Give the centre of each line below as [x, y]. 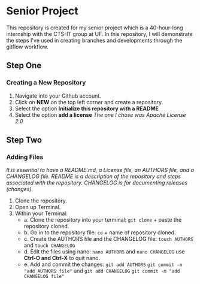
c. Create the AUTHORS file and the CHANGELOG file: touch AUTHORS [108, 239]
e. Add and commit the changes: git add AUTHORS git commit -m [103, 264]
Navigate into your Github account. [58, 96]
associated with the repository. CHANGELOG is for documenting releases [97, 183]
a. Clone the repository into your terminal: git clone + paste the [103, 220]
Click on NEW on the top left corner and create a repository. [89, 102]
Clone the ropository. [41, 201]
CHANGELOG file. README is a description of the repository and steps [94, 176]
